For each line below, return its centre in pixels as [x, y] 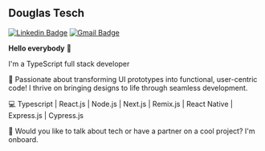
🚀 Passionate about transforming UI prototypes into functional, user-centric [133, 79]
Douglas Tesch [47, 13]
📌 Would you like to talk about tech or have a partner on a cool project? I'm [132, 131]
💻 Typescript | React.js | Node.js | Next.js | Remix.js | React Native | [120, 104]
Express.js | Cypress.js [46, 115]
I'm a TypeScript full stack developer [69, 63]
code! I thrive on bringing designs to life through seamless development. [128, 88]
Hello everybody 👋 [40, 48]
